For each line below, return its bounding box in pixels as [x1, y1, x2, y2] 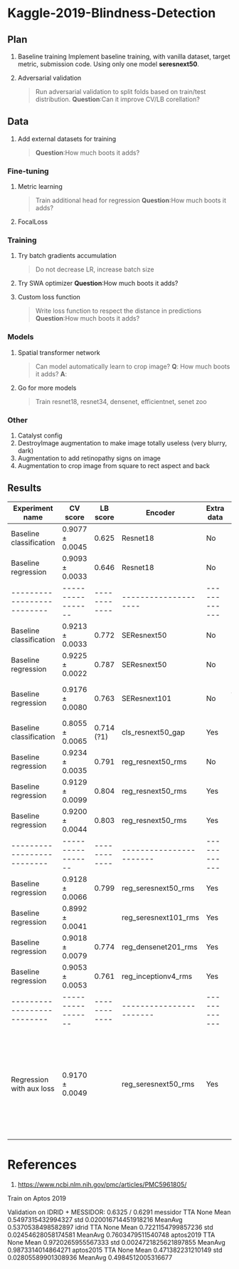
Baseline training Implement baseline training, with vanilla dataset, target [17, 52, 230, 61]
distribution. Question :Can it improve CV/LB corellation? [35, 95, 201, 103]
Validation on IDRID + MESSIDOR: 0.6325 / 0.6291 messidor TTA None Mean [7, 1208, 231, 1216]
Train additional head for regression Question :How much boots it [35, 196, 226, 204]
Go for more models [17, 383, 77, 392]
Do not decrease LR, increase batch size [35, 265, 154, 274]
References [7, 1156, 77, 1173]
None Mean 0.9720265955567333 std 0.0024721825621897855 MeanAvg [7, 1238, 225, 1246]
